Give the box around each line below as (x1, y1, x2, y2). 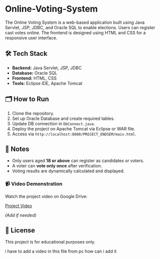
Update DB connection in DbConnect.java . (12, 120, 96, 127)
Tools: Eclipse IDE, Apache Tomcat (12, 80, 82, 86)
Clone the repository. (12, 110, 54, 116)
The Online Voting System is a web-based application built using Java (5, 19, 145, 25)
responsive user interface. (5, 35, 58, 41)
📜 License (5, 227, 35, 235)
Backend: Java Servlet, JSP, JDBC (12, 65, 82, 71)
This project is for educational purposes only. (5, 239, 96, 245)
